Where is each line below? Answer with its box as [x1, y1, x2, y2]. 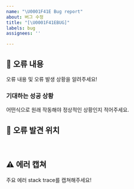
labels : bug [6, 25, 35, 31]
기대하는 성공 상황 [6, 92, 54, 100]
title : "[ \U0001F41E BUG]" [6, 19, 70, 25]
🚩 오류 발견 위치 [6, 125, 60, 135]
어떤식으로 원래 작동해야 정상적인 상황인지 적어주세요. [6, 107, 129, 114]
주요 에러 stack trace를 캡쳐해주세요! [6, 176, 91, 183]
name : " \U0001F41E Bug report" [6, 8, 83, 15]
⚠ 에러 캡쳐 [6, 160, 47, 170]
